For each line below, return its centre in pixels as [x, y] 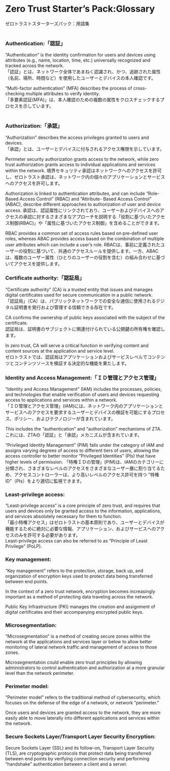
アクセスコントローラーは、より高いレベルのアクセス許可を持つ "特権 [87, 475]
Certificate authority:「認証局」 [45, 278]
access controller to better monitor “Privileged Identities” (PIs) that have [80, 456]
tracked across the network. [35, 66]
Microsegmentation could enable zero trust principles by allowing [74, 663]
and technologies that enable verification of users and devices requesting [82, 394]
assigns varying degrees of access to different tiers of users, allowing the [82, 450]
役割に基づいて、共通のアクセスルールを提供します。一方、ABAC [91, 251]
